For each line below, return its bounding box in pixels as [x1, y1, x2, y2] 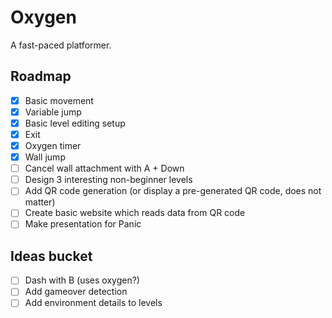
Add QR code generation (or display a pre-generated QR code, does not [24, 185, 322, 197]
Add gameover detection [24, 286, 128, 298]
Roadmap [10, 68, 72, 85]
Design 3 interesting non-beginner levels [24, 174, 193, 186]
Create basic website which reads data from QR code [24, 207, 246, 219]
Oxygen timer [24, 140, 82, 151]
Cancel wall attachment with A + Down [24, 162, 185, 175]
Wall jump [24, 151, 66, 163]
